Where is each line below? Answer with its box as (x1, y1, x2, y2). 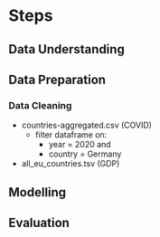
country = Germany (48, 148, 122, 159)
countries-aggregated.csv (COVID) (21, 119, 153, 131)
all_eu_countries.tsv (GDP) (21, 158, 120, 169)
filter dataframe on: (34, 129, 108, 140)
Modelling (8, 185, 67, 200)
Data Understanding (8, 42, 126, 57)
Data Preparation (8, 71, 106, 87)
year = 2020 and (48, 139, 111, 150)
